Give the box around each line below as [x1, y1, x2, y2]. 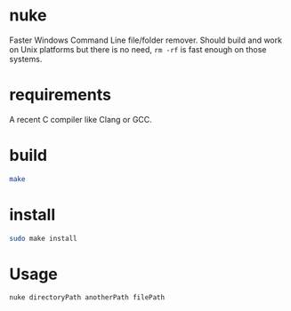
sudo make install [9, 234, 77, 243]
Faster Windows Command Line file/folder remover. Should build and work [9, 35, 283, 45]
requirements [9, 85, 111, 105]
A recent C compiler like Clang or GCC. [9, 114, 153, 124]
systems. [9, 53, 43, 64]
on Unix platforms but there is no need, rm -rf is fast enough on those [9, 44, 267, 54]
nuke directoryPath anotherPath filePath [9, 293, 166, 302]
